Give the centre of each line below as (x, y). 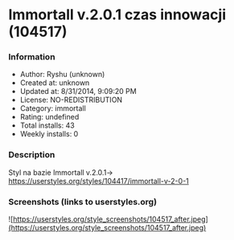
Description (32, 155)
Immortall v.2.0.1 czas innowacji (117, 15)
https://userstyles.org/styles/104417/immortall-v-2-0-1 (99, 181)
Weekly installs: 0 (49, 134)
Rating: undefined (49, 117)
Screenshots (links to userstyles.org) (83, 201)
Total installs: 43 (47, 125)
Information (32, 57)
